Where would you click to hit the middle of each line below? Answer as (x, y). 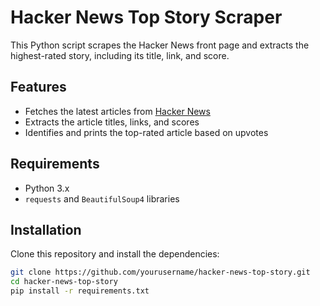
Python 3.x (47, 188)
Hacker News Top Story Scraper (146, 17)
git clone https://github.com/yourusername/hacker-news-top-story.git (160, 272)
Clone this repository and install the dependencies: (115, 254)
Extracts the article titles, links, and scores (112, 122)
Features (38, 87)
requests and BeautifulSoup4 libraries (102, 198)
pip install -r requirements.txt (80, 291)
